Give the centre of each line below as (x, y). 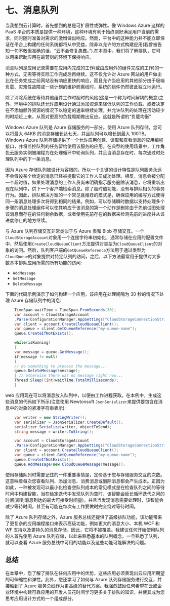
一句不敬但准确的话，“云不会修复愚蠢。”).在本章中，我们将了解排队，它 (83, 51)
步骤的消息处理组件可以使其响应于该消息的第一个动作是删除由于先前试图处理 (85, 208)
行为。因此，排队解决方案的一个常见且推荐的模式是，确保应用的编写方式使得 (85, 195)
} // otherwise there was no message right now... (69, 376)
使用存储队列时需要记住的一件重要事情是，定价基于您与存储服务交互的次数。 (85, 474)
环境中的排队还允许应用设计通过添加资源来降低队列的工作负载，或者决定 (89, 104)
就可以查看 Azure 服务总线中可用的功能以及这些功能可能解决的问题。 (77, 542)
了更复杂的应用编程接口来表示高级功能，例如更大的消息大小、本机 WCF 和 (83, 523)
